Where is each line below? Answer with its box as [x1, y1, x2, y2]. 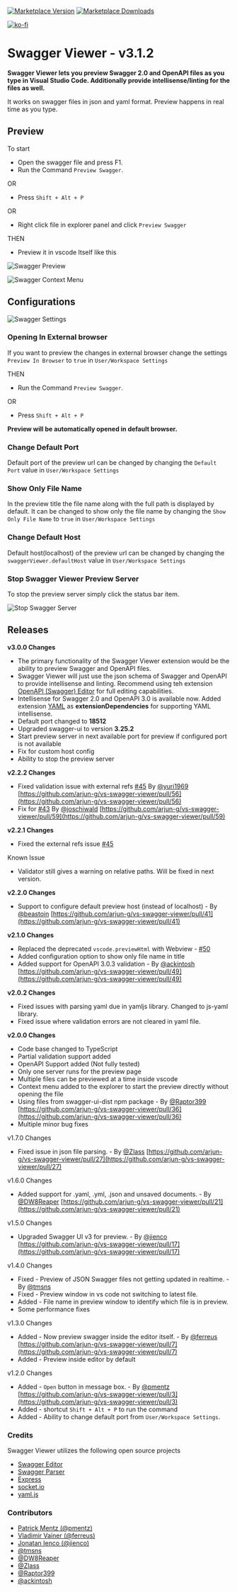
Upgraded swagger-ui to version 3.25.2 [17, 724, 134, 733]
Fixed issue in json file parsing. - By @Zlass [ [17, 1147, 149, 1156]
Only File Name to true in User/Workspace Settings [7, 514, 156, 524]
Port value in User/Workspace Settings [7, 466, 120, 475]
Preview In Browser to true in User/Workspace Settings [7, 356, 168, 364]
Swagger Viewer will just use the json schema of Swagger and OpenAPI [17, 672, 228, 680]
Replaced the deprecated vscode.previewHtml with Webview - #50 [17, 944, 211, 953]
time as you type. [7, 105, 58, 113]
